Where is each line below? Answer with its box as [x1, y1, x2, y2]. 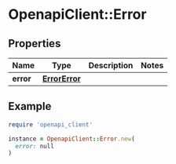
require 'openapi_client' [8, 120, 93, 129]
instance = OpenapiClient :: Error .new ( [8, 135, 135, 143]
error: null [15, 142, 55, 150]
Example [8, 100, 52, 113]
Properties [8, 37, 61, 50]
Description [88, 60, 134, 71]
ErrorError [42, 73, 81, 84]
